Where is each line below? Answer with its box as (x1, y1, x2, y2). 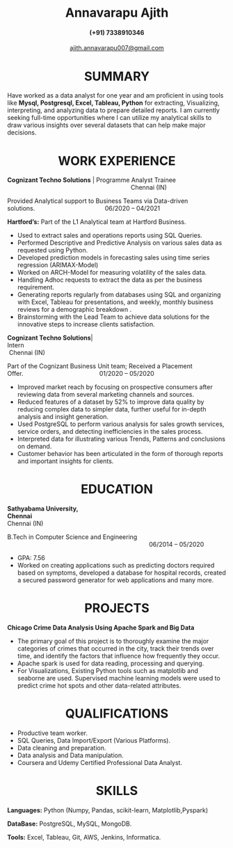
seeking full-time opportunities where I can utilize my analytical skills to (7, 114, 212, 122)
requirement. (17, 283, 54, 291)
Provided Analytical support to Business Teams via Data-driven (7, 197, 188, 205)
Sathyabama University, (7, 504, 79, 513)
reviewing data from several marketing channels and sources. (17, 391, 195, 399)
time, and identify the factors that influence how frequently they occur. (17, 652, 220, 660)
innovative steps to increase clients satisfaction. (17, 320, 155, 328)
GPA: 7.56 (17, 554, 45, 562)
